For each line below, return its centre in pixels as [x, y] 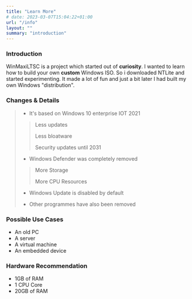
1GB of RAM [29, 278]
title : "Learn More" [31, 11]
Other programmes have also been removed [82, 204]
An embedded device [40, 251]
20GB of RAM [31, 291]
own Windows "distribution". [40, 85]
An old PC [27, 232]
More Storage [52, 170]
